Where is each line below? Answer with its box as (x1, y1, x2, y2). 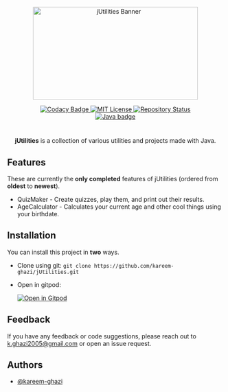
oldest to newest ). (7, 182, 60, 190)
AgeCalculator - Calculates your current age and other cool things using (16, 203, 222, 211)
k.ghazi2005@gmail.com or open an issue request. (7, 339, 152, 347)
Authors (7, 359, 43, 371)
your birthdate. (16, 210, 60, 218)
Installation (7, 230, 56, 242)
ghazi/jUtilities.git (16, 268, 79, 275)
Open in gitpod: (16, 280, 62, 288)
